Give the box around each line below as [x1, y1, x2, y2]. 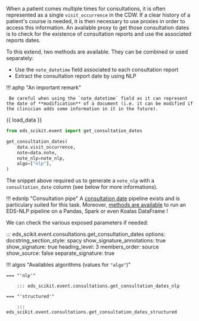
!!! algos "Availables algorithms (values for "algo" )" [6, 261, 131, 269]
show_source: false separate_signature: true [6, 250, 115, 257]
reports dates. [6, 37, 41, 43]
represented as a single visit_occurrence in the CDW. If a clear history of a [6, 11, 191, 18]
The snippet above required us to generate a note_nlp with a [6, 177, 155, 184]
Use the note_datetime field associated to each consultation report [14, 66, 179, 73]
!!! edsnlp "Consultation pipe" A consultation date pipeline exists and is [6, 195, 180, 202]
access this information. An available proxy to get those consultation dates [6, 24, 189, 31]
